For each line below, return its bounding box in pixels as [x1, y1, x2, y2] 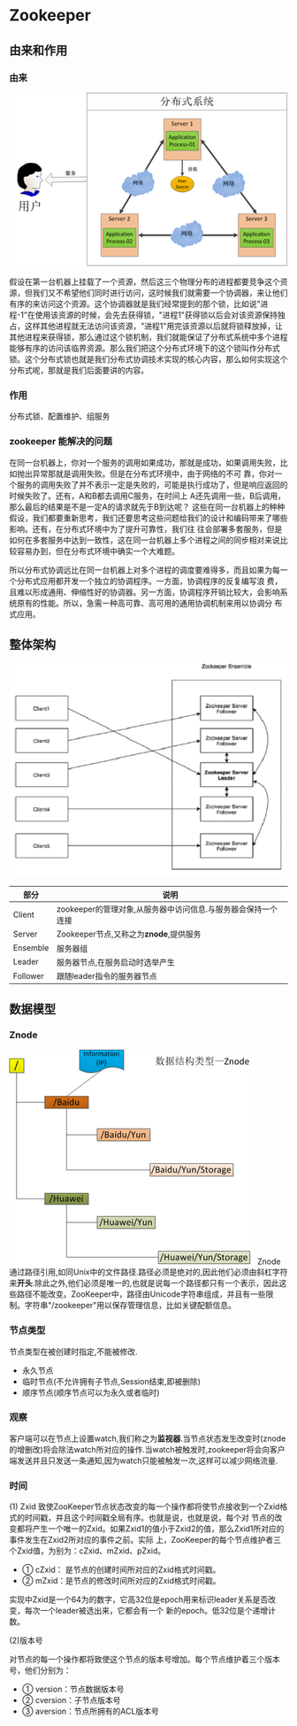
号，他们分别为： [9, 1665, 72, 1676]
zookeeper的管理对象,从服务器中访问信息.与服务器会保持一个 [56, 904, 278, 914]
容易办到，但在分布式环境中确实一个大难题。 [16, 545, 179, 556]
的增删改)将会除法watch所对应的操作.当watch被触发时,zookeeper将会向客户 [9, 1444, 286, 1454]
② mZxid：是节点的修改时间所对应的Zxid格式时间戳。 [21, 1576, 221, 1586]
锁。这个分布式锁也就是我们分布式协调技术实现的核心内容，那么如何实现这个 [9, 354, 288, 364]
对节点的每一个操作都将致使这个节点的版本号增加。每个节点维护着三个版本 [9, 1654, 280, 1665]
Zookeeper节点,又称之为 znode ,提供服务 [56, 928, 202, 939]
